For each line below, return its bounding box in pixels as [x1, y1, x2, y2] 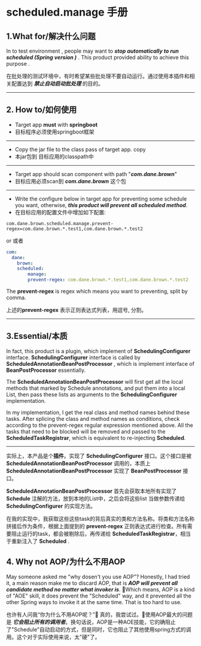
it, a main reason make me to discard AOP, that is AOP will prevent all [6, 579, 178, 587]
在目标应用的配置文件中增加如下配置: [14, 208, 106, 216]
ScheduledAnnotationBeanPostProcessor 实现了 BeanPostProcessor [6, 467, 182, 474]
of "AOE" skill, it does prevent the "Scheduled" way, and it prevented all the [6, 592, 191, 599]
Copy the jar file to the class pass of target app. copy [14, 145, 146, 153]
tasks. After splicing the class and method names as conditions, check [6, 415, 180, 422]
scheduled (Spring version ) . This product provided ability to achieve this [6, 54, 190, 60]
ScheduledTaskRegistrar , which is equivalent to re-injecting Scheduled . [6, 434, 186, 441]
